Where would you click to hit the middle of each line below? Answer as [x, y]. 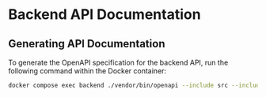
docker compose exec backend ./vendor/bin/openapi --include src [118, 85]
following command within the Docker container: [87, 71]
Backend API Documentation [104, 15]
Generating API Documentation [87, 44]
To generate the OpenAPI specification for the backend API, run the [118, 62]
